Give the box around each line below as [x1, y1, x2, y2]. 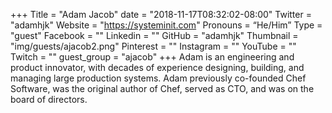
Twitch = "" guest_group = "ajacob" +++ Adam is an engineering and [10, 51, 295, 63]
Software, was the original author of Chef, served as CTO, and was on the [10, 83, 315, 94]
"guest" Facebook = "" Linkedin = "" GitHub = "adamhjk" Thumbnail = [10, 30, 299, 41]
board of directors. [10, 94, 88, 105]
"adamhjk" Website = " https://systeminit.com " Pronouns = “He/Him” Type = [10, 19, 323, 31]
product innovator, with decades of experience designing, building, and [10, 62, 305, 73]
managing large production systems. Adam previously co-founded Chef [10, 72, 307, 84]
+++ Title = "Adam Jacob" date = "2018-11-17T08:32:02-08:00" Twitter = [10, 9, 312, 20]
